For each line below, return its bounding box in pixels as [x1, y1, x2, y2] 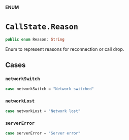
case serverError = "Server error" [5, 130, 81, 136]
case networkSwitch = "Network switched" [5, 86, 94, 91]
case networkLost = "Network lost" [5, 109, 81, 114]
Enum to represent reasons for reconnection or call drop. [5, 46, 124, 52]
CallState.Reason [5, 22, 79, 32]
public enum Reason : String [5, 37, 65, 42]
